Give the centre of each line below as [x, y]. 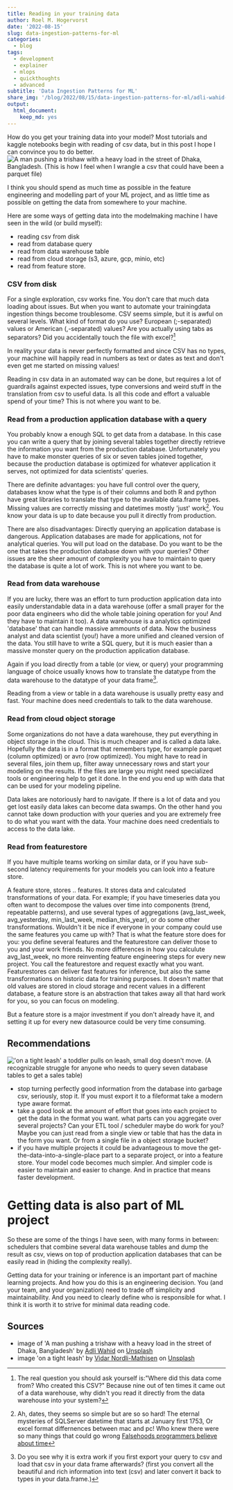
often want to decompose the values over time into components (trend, [109, 905]
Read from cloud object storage [61, 719]
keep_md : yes [38, 117]
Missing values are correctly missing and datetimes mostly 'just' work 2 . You [115, 507]
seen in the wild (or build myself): [55, 222]
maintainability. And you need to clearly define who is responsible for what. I [116, 1297]
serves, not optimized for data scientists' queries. [78, 471]
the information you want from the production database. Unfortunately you [114, 448]
